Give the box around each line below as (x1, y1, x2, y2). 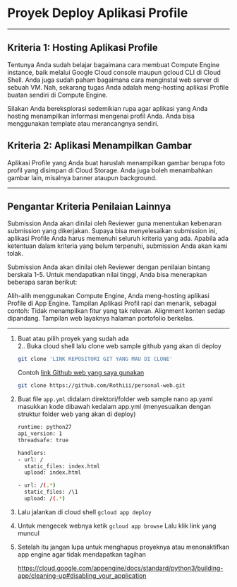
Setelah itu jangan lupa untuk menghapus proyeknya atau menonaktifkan (17, 542, 230, 551)
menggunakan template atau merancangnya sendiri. (7, 119, 159, 128)
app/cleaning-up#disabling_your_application (17, 571, 147, 580)
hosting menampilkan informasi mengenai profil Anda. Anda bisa (7, 112, 195, 120)
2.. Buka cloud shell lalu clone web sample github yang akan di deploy (17, 342, 222, 350)
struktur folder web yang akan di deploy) (17, 410, 136, 418)
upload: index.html (24, 469, 81, 476)
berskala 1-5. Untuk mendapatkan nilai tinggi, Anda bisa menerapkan (7, 271, 207, 279)
